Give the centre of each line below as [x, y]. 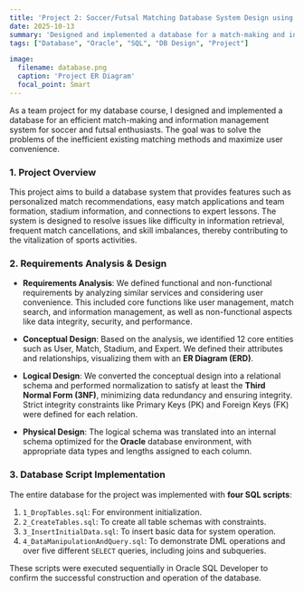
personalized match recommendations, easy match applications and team [147, 202]
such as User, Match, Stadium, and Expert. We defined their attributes [152, 349]
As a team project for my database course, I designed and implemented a [146, 110]
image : [22, 60]
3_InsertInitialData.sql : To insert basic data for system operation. [149, 531]
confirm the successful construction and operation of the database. [136, 578]
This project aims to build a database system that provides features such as [150, 192]
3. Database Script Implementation [87, 474]
